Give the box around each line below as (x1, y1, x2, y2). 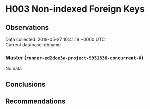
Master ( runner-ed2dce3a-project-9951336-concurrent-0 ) (5, 54, 144, 61)
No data (5, 66, 22, 72)
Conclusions (5, 80, 46, 88)
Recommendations (5, 97, 66, 106)
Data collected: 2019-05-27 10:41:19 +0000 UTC (5, 36, 105, 42)
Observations (5, 23, 49, 32)
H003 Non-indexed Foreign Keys (5, 3, 145, 15)
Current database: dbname (5, 42, 61, 48)
